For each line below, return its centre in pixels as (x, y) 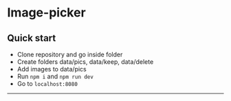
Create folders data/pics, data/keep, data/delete (85, 62)
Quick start (32, 38)
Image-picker (46, 13)
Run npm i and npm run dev (55, 76)
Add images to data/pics (52, 69)
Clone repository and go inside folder (70, 54)
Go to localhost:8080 (47, 83)
